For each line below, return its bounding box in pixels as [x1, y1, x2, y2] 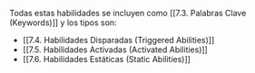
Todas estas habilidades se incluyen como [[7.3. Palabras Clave [9, 8, 247, 18]
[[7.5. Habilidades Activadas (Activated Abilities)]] [22, 44, 209, 55]
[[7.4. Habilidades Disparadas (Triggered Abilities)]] [22, 35, 215, 45]
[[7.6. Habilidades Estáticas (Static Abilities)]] [22, 54, 191, 64]
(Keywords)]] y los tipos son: [9, 17, 117, 28]
